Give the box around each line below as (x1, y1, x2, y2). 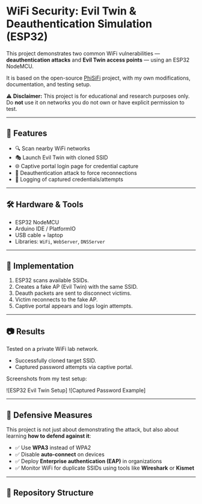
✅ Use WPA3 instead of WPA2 (14, 444, 91, 451)
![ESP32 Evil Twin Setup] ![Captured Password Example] (6, 387, 146, 394)
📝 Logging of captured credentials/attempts (14, 175, 123, 183)
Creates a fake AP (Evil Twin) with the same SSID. (14, 283, 138, 291)
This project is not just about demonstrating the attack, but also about (6, 426, 179, 433)
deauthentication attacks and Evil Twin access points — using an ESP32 (6, 56, 190, 63)
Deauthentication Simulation (6, 17, 152, 31)
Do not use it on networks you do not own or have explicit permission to (6, 98, 185, 106)
